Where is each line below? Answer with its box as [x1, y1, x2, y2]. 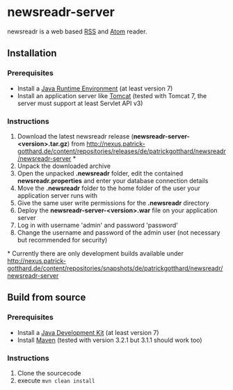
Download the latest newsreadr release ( [17, 132, 134, 140]
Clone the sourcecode [17, 368, 81, 377]
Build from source [7, 292, 86, 304]
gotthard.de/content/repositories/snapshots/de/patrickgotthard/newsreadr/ [7, 264, 223, 272]
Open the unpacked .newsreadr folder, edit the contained [17, 169, 184, 178]
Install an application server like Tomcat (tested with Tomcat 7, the [17, 91, 207, 100]
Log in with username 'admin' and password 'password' [17, 221, 179, 229]
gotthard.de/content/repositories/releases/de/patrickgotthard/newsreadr [17, 147, 226, 155]
